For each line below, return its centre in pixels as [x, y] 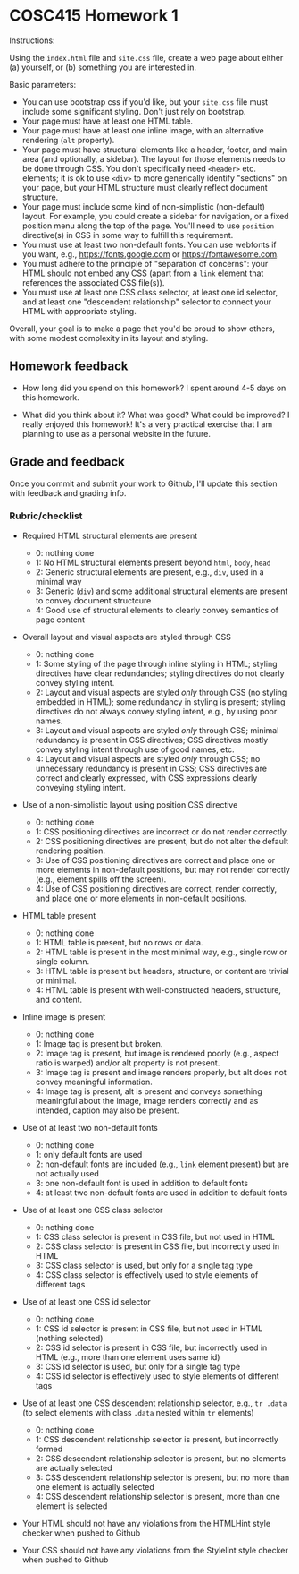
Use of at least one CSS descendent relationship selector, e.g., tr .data [154, 1403]
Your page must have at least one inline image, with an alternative [143, 130]
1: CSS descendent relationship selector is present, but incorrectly [157, 1439]
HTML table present [59, 915]
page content [60, 620]
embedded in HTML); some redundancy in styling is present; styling [160, 701]
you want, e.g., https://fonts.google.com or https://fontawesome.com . [150, 254]
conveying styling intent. [81, 787]
